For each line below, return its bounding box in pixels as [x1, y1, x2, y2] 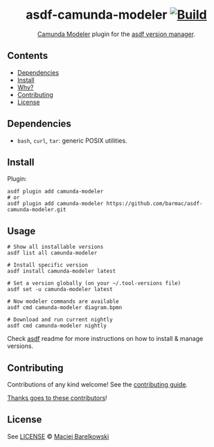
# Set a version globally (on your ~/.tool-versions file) [7, 280, 181, 287]
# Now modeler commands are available [7, 298, 119, 305]
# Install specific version [7, 262, 89, 269]
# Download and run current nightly [7, 316, 113, 324]
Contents [7, 50, 48, 62]
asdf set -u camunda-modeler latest [7, 286, 113, 293]
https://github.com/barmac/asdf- [106, 200, 203, 207]
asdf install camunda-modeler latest [7, 268, 116, 275]
